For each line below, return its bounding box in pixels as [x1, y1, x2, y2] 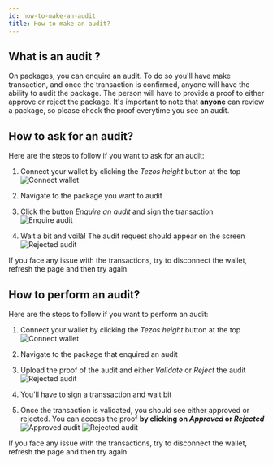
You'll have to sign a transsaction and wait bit [19, 389, 172, 399]
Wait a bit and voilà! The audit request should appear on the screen [19, 231, 245, 241]
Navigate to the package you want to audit [19, 191, 162, 201]
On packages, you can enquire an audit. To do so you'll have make [8, 71, 232, 81]
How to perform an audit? [8, 288, 141, 302]
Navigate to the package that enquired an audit [19, 349, 179, 359]
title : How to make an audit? [8, 20, 111, 28]
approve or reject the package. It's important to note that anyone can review [8, 97, 265, 106]
